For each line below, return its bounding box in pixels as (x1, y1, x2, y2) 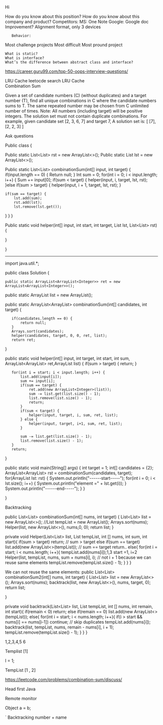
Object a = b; (5, 705, 32, 711)
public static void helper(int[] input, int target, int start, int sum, (5, 355, 130, 361)
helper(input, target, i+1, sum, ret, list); (29, 421, 123, 426)
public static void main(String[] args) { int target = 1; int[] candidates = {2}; (5, 465, 154, 470)
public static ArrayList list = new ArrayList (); (5, 292, 93, 298)
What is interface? (5, 56, 45, 60)
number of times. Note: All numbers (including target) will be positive (5, 108, 143, 114)
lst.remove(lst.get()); (14, 204, 62, 209)
